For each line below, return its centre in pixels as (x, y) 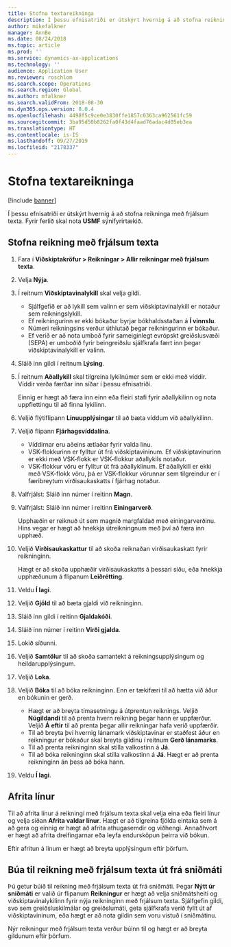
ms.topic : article (34, 45)
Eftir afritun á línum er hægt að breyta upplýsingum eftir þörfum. (98, 848)
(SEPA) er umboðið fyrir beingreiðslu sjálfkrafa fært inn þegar (114, 342)
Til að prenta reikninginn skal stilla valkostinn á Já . (99, 747)
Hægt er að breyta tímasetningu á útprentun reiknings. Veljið (113, 710)
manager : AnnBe (29, 33)
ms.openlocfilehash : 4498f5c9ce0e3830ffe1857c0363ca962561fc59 (100, 115)
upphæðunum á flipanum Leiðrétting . (71, 576)
